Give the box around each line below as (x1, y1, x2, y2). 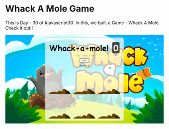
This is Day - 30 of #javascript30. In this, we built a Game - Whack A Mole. (5, 20, 160, 26)
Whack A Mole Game (5, 3, 95, 15)
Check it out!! (5, 25, 33, 31)
